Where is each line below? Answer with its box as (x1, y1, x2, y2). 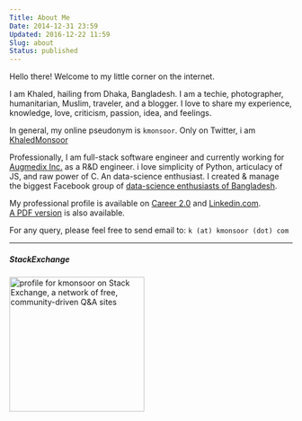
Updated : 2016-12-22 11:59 (9, 30, 111, 39)
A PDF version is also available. (9, 207, 126, 218)
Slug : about (9, 38, 54, 48)
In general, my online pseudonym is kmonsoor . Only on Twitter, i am (9, 125, 256, 136)
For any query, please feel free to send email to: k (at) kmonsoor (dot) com (9, 225, 289, 236)
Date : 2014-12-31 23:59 (9, 22, 99, 31)
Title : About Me (9, 13, 70, 22)
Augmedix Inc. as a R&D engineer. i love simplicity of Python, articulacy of (9, 162, 283, 172)
